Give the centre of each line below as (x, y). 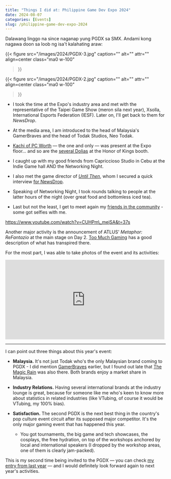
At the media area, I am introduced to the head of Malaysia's (76, 130)
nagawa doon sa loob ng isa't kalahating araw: (54, 44)
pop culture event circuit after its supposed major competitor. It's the (84, 419)
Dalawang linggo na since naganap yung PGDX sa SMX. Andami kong (78, 39)
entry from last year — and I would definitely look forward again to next (80, 466)
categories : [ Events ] (28, 19)
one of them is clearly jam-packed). (58, 450)
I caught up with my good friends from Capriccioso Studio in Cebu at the (89, 161)
